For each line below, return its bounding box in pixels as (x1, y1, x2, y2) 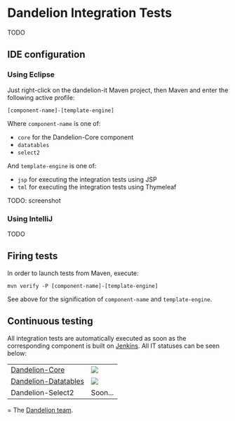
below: (7, 348, 27, 357)
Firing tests (7, 250, 58, 262)
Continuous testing (7, 315, 93, 327)
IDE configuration (7, 49, 86, 61)
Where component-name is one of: (7, 119, 101, 127)
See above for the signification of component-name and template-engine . (7, 294, 213, 303)
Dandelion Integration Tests (7, 5, 173, 21)
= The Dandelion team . (7, 406, 74, 414)
